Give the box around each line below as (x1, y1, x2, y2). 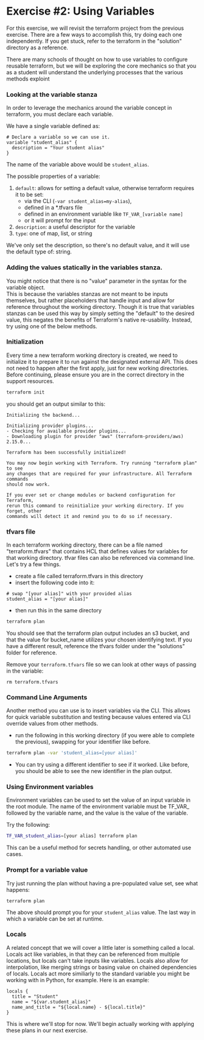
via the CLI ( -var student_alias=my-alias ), (24, 197, 132, 205)
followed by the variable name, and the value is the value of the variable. (6, 809, 189, 817)
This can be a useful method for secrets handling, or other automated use (6, 844, 192, 851)
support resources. (6, 377, 55, 384)
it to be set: (15, 191, 44, 199)
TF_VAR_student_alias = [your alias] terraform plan (6, 833, 138, 839)
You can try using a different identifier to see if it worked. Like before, (15, 761, 190, 768)
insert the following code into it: (15, 579, 95, 586)
